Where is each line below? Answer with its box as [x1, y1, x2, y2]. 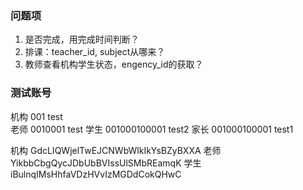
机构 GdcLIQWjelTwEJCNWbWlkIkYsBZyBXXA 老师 [10, 144, 222, 156]
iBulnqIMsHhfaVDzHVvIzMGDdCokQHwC [10, 168, 182, 180]
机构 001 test [10, 110, 63, 122]
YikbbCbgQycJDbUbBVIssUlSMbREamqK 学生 [10, 157, 202, 169]
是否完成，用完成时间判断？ [24, 33, 140, 46]
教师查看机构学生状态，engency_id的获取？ [24, 58, 204, 71]
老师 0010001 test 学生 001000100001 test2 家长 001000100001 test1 [10, 123, 294, 135]
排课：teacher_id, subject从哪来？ [24, 46, 166, 58]
